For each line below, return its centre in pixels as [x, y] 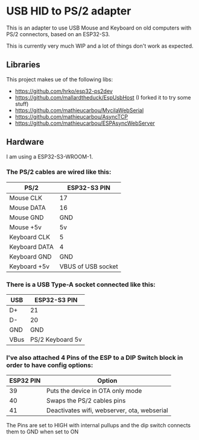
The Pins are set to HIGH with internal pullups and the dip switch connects [99, 426]
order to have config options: [50, 365]
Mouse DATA [28, 207]
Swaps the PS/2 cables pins [86, 401]
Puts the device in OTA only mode [94, 391]
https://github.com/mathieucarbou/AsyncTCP [71, 116]
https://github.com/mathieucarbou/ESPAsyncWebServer [85, 123]
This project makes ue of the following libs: [60, 79]
